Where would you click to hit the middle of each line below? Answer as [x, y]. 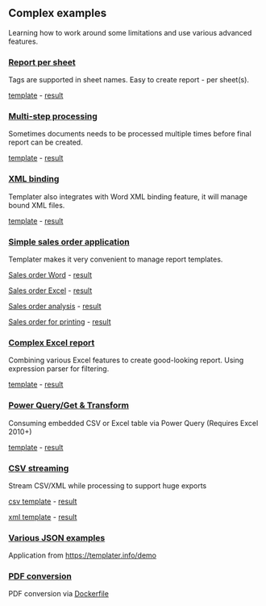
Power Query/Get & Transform [69, 405]
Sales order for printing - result [60, 322]
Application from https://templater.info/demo [83, 555]
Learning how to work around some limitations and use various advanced [130, 32]
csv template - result [43, 501]
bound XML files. [37, 205]
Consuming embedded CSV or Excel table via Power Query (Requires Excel [133, 423]
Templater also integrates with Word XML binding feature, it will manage [128, 196]
